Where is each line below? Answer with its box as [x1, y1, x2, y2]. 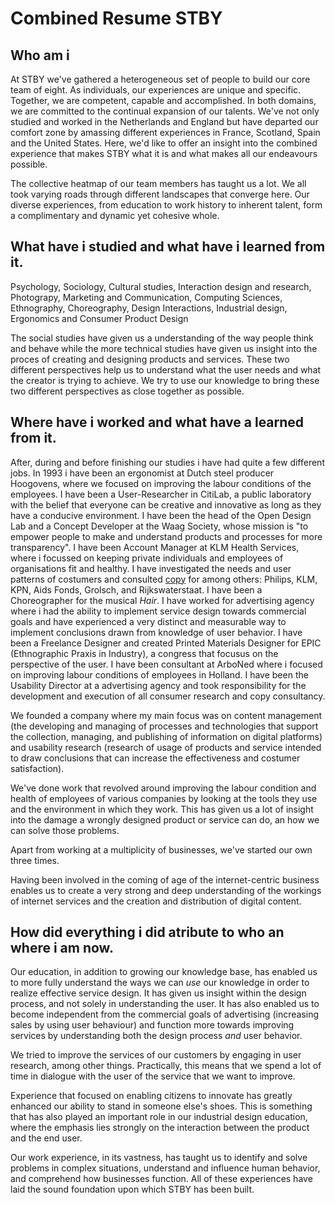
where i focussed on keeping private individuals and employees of [10, 552, 284, 564]
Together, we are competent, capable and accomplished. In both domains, [10, 95, 317, 106]
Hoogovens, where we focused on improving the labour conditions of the [10, 477, 312, 489]
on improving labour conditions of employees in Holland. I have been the [10, 668, 309, 681]
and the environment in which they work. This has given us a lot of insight [10, 803, 314, 815]
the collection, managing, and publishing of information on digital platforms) [10, 730, 323, 742]
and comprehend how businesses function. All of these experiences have [10, 1173, 313, 1185]
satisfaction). [10, 762, 65, 774]
